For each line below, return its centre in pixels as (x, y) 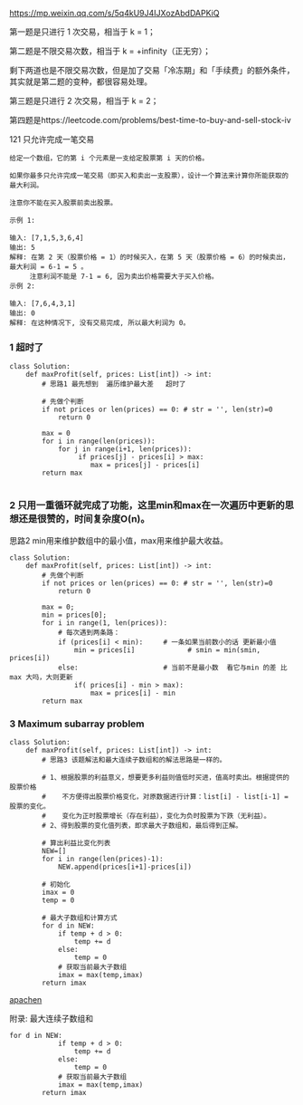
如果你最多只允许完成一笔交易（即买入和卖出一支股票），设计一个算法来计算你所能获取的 (149, 176)
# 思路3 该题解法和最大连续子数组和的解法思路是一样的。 (134, 760)
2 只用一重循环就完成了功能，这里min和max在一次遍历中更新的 (147, 505)
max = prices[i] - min (133, 693)
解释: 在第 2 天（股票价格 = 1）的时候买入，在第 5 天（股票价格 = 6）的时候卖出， (150, 257)
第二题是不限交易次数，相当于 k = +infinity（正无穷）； (110, 51)
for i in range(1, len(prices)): (105, 623)
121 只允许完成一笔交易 (52, 139)
